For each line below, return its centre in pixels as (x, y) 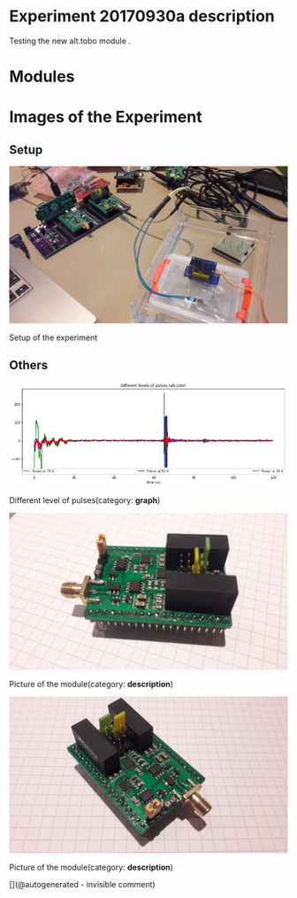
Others (29, 365)
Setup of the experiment (53, 337)
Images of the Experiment (106, 117)
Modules (42, 77)
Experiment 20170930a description (142, 16)
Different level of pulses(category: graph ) (85, 500)
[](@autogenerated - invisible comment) (83, 885)
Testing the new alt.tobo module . (70, 41)
